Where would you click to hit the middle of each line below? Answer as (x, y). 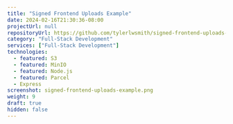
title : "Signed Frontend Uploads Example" (69, 13)
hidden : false (28, 110)
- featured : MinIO (40, 65)
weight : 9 (21, 97)
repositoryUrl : (29, 33)
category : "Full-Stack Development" (60, 39)
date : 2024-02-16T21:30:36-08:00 (55, 20)
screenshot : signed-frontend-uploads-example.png (80, 90)
